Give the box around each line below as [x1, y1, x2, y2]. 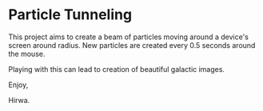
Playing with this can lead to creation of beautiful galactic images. [8, 64, 225, 73]
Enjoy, [8, 80, 29, 89]
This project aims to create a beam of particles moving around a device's [8, 32, 249, 42]
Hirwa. [8, 95, 30, 105]
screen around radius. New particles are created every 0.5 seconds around [8, 40, 256, 50]
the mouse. [8, 49, 46, 58]
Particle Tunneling [8, 6, 133, 24]
